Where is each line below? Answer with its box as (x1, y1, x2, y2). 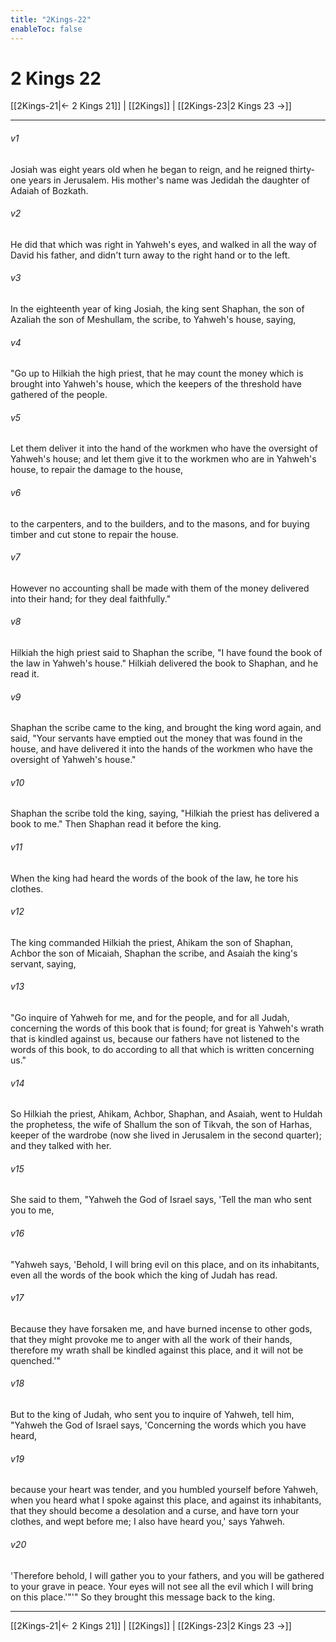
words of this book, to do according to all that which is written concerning (10, 1044, 315, 1056)
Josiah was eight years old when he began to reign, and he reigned (10, 163, 288, 175)
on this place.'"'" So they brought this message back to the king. (10, 1591, 276, 1603)
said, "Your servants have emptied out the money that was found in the (10, 732, 303, 745)
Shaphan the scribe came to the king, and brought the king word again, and (10, 722, 322, 734)
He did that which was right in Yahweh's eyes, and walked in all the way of (10, 238, 317, 250)
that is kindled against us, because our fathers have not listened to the (10, 1033, 300, 1045)
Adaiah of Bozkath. (10, 184, 89, 196)
